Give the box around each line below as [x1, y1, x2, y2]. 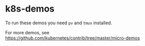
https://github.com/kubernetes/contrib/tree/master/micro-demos [5, 35, 140, 41]
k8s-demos [5, 3, 54, 15]
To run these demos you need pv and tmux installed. [5, 20, 112, 26]
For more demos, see [5, 29, 49, 35]
